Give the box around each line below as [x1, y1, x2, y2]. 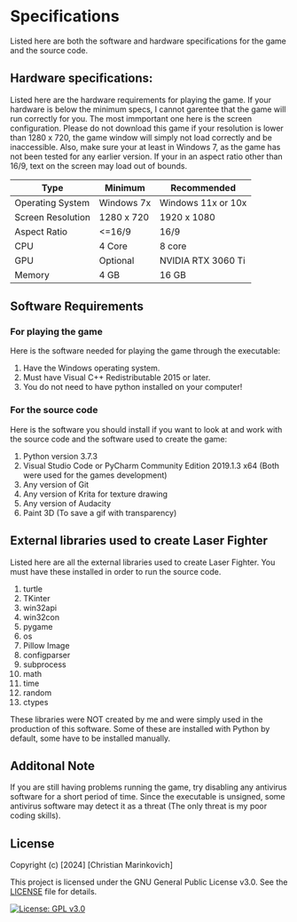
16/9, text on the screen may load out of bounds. [10, 160, 188, 171]
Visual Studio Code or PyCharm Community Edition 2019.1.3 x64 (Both [22, 460, 280, 471]
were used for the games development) [22, 469, 168, 481]
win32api [22, 602, 57, 613]
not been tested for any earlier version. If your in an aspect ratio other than [10, 151, 283, 162]
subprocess [22, 659, 66, 670]
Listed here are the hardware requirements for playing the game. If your [10, 94, 271, 105]
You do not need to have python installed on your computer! [22, 382, 243, 393]
